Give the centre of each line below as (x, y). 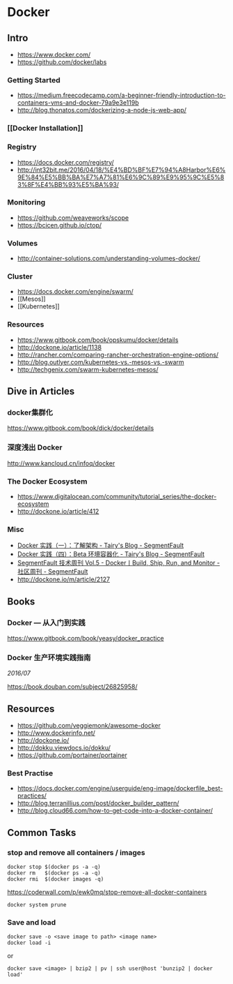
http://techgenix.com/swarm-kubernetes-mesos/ (88, 369)
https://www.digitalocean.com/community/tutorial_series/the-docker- (117, 496)
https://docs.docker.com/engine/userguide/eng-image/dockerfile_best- (120, 789)
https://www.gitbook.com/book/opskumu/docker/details (98, 340)
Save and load (32, 922)
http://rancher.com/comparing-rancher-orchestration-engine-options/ (118, 355)
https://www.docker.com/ (54, 54)
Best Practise (30, 773)
